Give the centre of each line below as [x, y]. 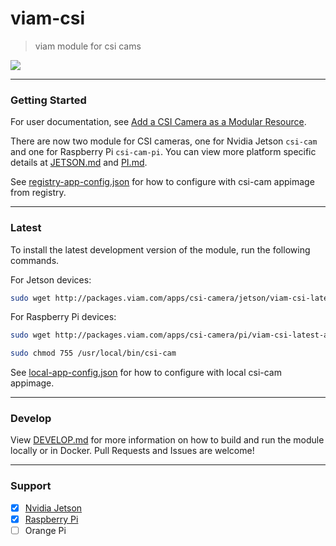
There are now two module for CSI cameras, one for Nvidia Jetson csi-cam [164, 141]
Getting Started [48, 100]
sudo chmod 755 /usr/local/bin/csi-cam [93, 353]
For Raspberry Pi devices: [63, 317]
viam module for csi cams [88, 46]
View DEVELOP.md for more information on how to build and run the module [167, 440]
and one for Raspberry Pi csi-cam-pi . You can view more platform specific [163, 152]
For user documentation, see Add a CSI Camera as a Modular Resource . [158, 122]
